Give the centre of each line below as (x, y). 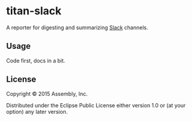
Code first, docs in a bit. (36, 60)
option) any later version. (37, 111)
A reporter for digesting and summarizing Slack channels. (77, 27)
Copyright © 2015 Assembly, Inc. (47, 94)
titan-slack (34, 11)
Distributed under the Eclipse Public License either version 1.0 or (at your (96, 105)
